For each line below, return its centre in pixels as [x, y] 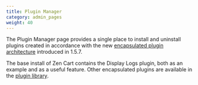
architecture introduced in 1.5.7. [44, 52]
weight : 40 [20, 22]
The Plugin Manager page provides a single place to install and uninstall [94, 40]
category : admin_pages [34, 17]
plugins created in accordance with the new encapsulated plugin [85, 45]
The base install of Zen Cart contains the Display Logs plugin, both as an [95, 63]
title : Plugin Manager [34, 12]
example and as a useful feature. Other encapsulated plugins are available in [99, 70]
